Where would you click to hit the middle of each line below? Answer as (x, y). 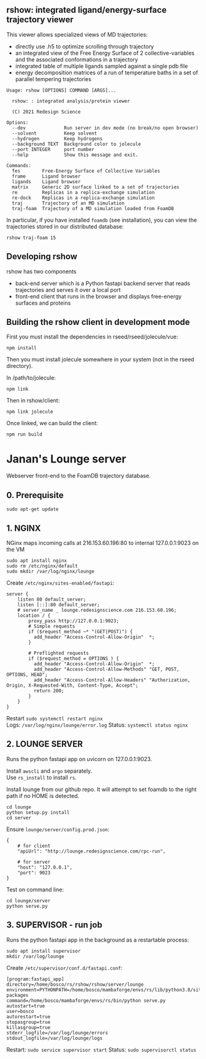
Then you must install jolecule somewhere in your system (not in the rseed (100, 359)
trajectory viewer (40, 20)
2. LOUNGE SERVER (45, 744)
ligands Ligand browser (46, 182)
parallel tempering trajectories (53, 79)
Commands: (19, 165)
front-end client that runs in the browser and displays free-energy (98, 296)
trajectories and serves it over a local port (68, 290)
